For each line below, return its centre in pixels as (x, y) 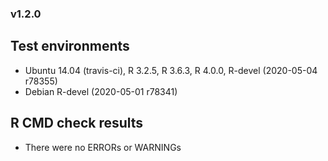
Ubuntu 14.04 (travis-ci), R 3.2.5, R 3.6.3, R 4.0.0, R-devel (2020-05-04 (171, 70)
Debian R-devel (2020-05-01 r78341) (101, 91)
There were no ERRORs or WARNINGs (103, 147)
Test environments (70, 46)
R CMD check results (77, 123)
